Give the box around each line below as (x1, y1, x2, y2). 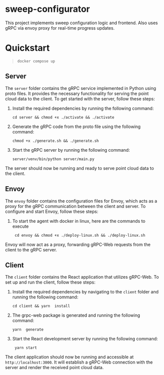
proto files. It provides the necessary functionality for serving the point (5, 90, 149, 96)
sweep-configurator (5, 3, 90, 15)
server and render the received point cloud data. (5, 365, 104, 371)
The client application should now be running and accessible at (5, 354, 134, 360)
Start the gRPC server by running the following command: (12, 147, 130, 153)
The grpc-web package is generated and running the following (12, 312, 140, 318)
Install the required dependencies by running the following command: (12, 105, 154, 111)
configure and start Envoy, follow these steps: (5, 208, 99, 214)
